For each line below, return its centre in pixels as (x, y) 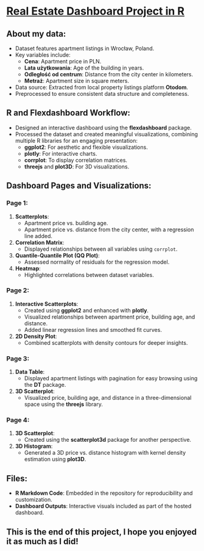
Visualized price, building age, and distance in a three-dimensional (108, 398)
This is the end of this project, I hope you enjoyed (101, 532)
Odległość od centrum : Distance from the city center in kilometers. (109, 74)
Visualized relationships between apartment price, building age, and (110, 317)
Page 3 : (18, 358)
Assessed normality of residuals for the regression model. (97, 262)
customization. (34, 500)
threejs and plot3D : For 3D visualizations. (77, 167)
